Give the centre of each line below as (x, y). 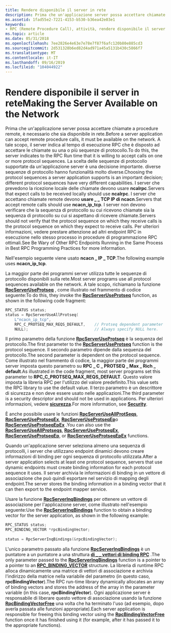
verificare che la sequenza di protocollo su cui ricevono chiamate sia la (80, 210)
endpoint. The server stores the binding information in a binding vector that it (86, 484)
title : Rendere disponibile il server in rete (56, 10)
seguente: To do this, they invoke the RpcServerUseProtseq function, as (81, 296)
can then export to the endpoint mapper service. (56, 489)
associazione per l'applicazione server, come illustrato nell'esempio (77, 504)
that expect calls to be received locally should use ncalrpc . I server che (81, 194)
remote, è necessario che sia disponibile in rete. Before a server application (84, 134)
